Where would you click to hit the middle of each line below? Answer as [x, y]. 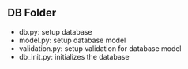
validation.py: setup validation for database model [100, 48]
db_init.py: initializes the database [74, 56]
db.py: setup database [55, 31]
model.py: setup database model [72, 40]
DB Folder [32, 13]
